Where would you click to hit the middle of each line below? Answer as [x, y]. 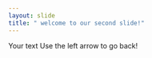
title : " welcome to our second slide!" [77, 23]
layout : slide [32, 15]
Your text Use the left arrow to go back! [73, 45]
